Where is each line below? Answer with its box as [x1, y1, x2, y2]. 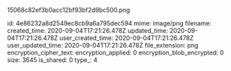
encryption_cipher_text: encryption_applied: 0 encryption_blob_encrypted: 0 [7, 48, 224, 57]
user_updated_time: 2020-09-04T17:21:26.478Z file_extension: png [7, 41, 199, 49]
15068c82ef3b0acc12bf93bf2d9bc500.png [7, 6, 130, 14]
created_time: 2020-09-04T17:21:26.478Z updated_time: [7, 27, 168, 34]
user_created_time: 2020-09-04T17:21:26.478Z [59, 34, 194, 42]
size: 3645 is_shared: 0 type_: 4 [7, 56, 98, 64]
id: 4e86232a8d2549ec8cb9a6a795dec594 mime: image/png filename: [7, 19, 212, 27]
